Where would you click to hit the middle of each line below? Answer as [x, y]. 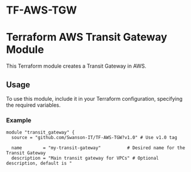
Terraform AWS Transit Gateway [87, 37]
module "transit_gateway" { [41, 133]
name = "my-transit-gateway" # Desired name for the [98, 148]
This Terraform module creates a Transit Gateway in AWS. [76, 66]
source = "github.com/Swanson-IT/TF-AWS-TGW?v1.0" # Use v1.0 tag [94, 138]
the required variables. [33, 105]
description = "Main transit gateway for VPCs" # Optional [85, 158]
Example [19, 120]
